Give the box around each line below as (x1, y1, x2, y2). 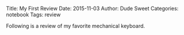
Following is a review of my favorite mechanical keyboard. (6, 23, 146, 29)
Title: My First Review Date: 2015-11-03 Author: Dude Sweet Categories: (6, 5, 179, 12)
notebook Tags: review (6, 11, 61, 18)
